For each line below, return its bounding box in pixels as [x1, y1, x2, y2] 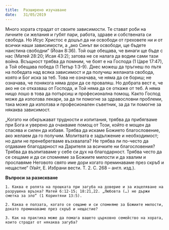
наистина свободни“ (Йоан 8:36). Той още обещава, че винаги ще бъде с [5, 48, 163, 54]
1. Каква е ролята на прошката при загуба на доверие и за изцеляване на [5, 184, 164, 190]
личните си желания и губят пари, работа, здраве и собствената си [5, 31, 151, 37]
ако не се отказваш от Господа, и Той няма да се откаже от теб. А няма [5, 85, 160, 91]
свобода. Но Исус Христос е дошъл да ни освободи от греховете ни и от [5, 36, 163, 43]
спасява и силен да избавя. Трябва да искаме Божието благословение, [5, 127, 160, 133]
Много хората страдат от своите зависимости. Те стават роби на [5, 26, 146, 32]
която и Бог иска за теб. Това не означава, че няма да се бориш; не [5, 74, 152, 80]
